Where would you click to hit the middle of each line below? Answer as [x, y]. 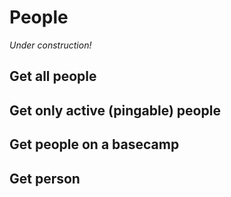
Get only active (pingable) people [115, 110]
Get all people [53, 76]
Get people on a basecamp [94, 144]
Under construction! [50, 45]
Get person [45, 178]
